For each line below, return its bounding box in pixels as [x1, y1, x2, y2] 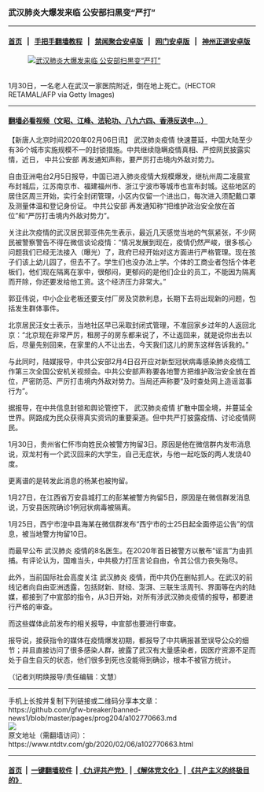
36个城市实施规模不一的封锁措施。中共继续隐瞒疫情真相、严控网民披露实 [14, 144, 251, 154]
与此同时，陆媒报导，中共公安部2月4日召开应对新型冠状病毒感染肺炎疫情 [8, 356, 244, 366]
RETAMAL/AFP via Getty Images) [8, 89, 115, 99]
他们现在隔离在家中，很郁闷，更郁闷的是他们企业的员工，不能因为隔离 [28, 266, 256, 277]
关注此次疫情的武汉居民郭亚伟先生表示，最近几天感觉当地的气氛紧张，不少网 [8, 227, 256, 237]
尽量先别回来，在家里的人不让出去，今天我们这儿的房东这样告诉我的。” [21, 340, 249, 349]
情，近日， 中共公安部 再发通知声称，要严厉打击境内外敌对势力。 [8, 154, 218, 164]
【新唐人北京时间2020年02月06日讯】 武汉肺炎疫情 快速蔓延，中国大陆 [8, 135, 240, 144]
